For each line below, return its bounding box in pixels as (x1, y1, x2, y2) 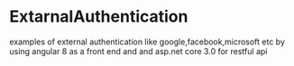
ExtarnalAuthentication (9, 6, 188, 27)
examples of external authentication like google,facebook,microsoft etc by (9, 36, 286, 47)
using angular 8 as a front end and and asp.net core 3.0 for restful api (9, 45, 268, 56)
